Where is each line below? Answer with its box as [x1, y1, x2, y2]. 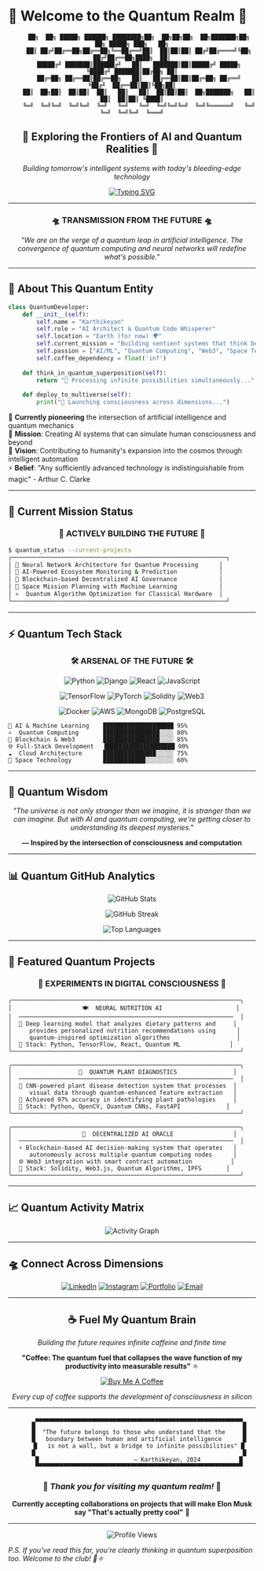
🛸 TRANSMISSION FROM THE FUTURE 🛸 [51, 214, 213, 225]
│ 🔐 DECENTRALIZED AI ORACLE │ [8, 1129, 237, 1138]
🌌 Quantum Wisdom [8, 785, 108, 798]
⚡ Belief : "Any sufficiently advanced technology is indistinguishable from [8, 464, 244, 473]
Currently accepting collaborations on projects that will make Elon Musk [11, 1499, 253, 1508]
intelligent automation [8, 454, 79, 464]
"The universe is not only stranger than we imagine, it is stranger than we [13, 806, 251, 815]
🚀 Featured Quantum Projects [8, 955, 156, 968]
